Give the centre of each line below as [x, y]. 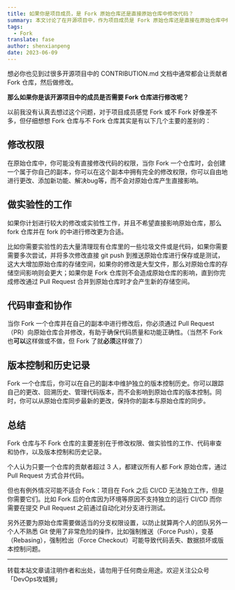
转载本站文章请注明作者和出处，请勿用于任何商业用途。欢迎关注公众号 [108, 570]
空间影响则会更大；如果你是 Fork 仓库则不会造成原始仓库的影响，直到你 [116, 273]
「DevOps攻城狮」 [34, 579]
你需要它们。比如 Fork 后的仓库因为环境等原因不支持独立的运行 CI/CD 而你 [115, 499]
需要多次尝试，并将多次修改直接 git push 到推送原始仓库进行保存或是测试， [115, 255]
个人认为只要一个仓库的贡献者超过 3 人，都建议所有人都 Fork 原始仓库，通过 [117, 466]
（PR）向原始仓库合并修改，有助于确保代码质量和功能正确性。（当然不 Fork [115, 332]
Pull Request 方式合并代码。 [48, 475]
